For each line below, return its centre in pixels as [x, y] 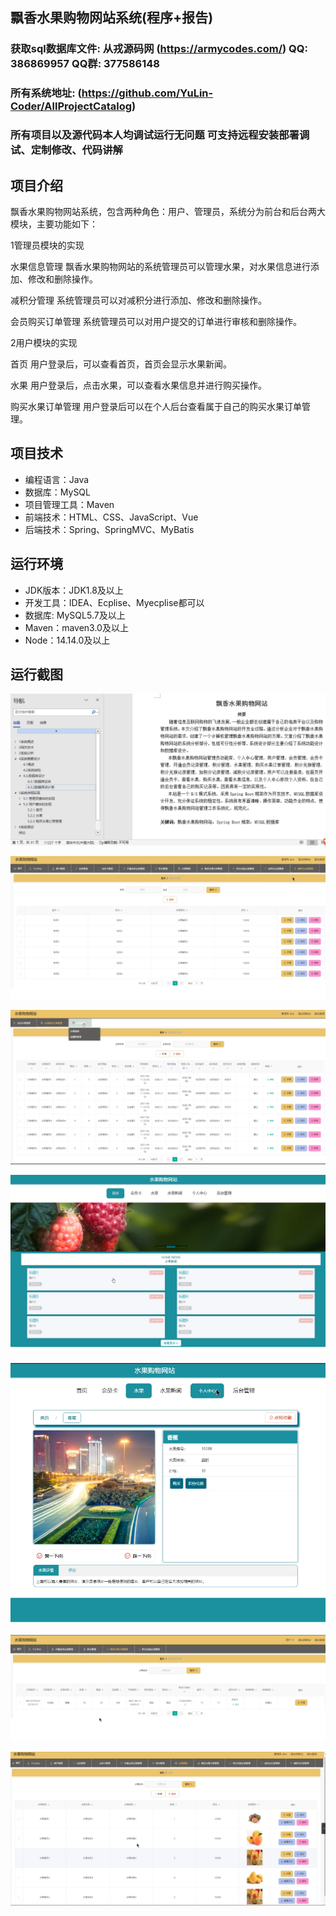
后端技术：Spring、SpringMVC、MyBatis [109, 529]
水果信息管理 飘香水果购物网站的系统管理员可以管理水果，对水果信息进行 [160, 266]
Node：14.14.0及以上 [67, 640]
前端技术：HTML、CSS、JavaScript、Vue [111, 517]
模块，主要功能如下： [54, 224]
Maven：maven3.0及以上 [76, 627]
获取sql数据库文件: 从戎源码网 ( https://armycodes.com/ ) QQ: [159, 49]
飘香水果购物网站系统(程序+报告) [112, 18]
